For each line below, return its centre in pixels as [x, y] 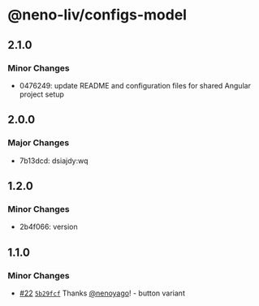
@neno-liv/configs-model [97, 15]
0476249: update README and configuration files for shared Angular [135, 85]
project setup [41, 94]
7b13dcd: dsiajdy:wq [54, 161]
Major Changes [39, 143]
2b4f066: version [48, 227]
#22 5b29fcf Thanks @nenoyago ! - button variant [102, 293]
